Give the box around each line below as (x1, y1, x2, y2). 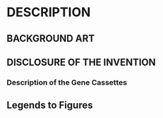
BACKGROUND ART (6, 33, 95, 45)
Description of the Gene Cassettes (6, 77, 128, 87)
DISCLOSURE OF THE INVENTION (6, 56, 156, 68)
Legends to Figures (6, 100, 93, 112)
